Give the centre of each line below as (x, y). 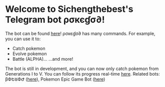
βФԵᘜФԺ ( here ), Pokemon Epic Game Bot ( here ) (55, 79)
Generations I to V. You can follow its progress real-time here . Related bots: (82, 74)
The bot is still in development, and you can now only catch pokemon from (82, 69)
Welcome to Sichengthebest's (69, 9)
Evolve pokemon (29, 54)
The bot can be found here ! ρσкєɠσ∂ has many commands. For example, (80, 33)
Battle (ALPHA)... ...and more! (43, 59)
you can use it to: (23, 39)
